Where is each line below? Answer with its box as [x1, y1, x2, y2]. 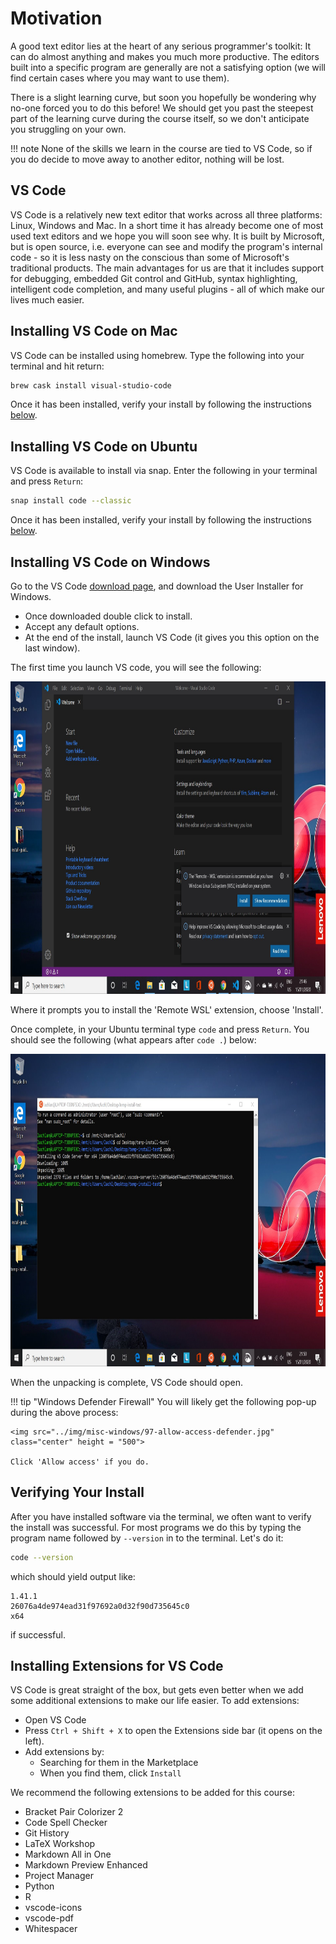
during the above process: [10, 1406, 119, 1418]
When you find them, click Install [39, 1767, 182, 1779]
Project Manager [24, 1870, 94, 1882]
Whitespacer [24, 1923, 78, 1935]
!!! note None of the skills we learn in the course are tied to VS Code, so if [10, 142, 313, 154]
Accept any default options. [24, 620, 140, 632]
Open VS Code [24, 1714, 87, 1726]
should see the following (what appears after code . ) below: [10, 1033, 257, 1046]
